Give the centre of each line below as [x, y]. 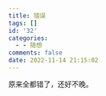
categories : [28, 38]
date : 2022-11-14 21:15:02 [53, 61]
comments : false [35, 53]
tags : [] [23, 23]
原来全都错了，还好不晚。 [51, 84]
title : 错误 [27, 16]
